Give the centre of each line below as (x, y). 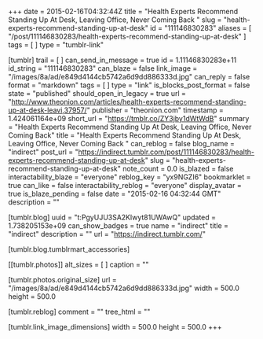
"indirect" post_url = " (43, 152)
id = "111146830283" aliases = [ (201, 28)
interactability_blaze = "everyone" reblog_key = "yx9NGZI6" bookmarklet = (130, 177)
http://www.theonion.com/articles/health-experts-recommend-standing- (129, 102)
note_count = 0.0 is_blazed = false (178, 169)
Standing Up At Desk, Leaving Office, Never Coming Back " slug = (115, 20)
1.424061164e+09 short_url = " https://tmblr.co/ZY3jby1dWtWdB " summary (129, 118)
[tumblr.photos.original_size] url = (62, 280)
